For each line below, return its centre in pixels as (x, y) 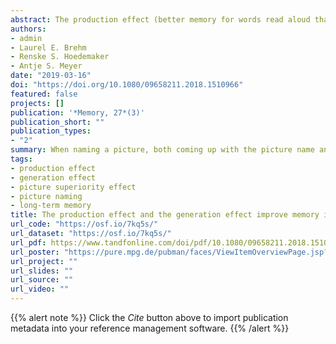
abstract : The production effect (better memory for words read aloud (160, 19)
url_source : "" (42, 280)
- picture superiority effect (73, 187)
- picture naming (46, 196)
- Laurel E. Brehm (48, 47)
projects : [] (37, 103)
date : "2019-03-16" (51, 76)
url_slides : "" (42, 271)
